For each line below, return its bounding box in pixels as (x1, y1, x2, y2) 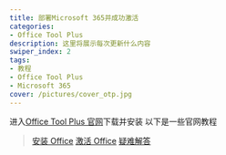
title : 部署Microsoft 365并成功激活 (9, 13, 139, 23)
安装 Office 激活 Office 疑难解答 (31, 135, 151, 146)
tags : (9, 56, 30, 65)
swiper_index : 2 (9, 47, 71, 57)
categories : (9, 22, 55, 31)
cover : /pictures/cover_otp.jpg (9, 89, 132, 98)
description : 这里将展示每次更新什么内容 (9, 38, 151, 48)
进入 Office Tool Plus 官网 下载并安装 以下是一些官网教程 (9, 116, 217, 127)
